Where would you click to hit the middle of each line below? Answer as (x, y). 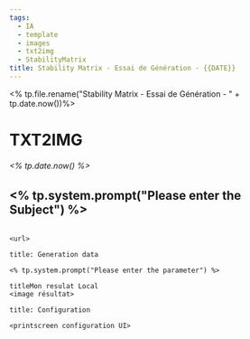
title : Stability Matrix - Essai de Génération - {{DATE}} (123, 69)
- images (34, 43)
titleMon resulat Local (54, 286)
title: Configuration (50, 310)
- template (38, 34)
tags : (19, 18)
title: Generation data (54, 254)
